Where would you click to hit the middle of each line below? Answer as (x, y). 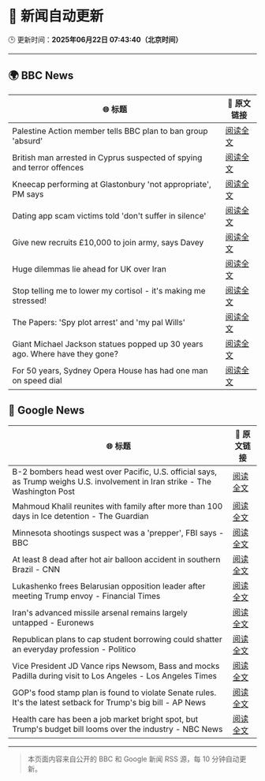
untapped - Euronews (53, 622)
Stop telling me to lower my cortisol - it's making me (109, 290)
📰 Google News (47, 411)
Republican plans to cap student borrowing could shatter (117, 639)
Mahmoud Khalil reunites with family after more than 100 (118, 506)
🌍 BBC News (41, 76)
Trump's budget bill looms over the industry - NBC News (118, 729)
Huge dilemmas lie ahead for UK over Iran (90, 269)
